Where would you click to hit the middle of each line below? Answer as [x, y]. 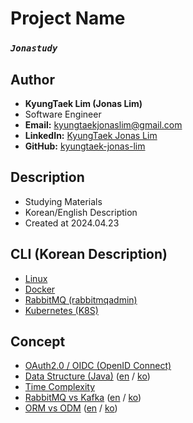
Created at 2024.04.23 [72, 223]
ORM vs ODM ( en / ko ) [71, 408]
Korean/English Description [81, 212]
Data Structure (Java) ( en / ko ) [87, 376]
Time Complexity [60, 387]
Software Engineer [63, 114]
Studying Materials [63, 201]
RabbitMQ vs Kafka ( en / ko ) [83, 398]
